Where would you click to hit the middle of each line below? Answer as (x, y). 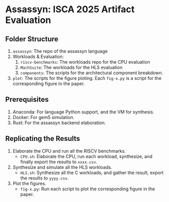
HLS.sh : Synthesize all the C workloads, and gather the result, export (92, 172)
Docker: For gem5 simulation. (44, 117)
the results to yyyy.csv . (44, 178)
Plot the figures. (30, 183)
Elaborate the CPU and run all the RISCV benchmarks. (69, 151)
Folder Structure (32, 39)
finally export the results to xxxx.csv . (59, 162)
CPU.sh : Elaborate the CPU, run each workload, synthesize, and (86, 156)
